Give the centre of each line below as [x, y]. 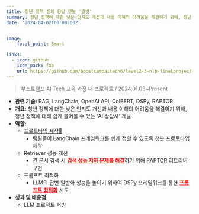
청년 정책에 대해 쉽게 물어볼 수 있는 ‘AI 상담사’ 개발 [73, 116]
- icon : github [30, 60]
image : [14, 38]
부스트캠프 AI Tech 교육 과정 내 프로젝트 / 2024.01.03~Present [94, 89]
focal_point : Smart [41, 44]
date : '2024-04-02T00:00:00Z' [44, 22]
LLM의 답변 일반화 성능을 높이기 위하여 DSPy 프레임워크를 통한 [105, 182]
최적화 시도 [56, 190]
